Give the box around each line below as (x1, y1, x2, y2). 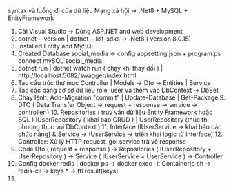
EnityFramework (8, 14, 54, 22)
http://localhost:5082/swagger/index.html (17, 71, 137, 79)
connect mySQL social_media (17, 57, 103, 65)
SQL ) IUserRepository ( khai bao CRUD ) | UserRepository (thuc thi (17, 115, 209, 124)
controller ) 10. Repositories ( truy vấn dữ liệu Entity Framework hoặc (17, 108, 213, 116)
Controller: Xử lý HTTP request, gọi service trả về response (17, 138, 187, 145)
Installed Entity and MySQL (17, 42, 95, 50)
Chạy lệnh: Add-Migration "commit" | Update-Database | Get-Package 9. (17, 93, 226, 102)
